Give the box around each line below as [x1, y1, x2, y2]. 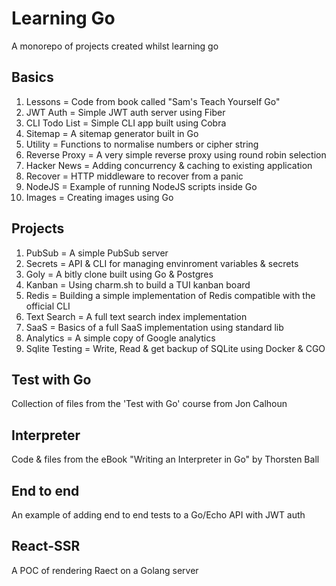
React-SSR [11, 538, 81, 555]
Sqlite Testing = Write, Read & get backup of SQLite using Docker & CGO [25, 342, 326, 354]
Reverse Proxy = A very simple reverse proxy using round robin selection [25, 148, 327, 161]
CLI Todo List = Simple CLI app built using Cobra [25, 117, 227, 129]
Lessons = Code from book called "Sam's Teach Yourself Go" [25, 95, 281, 107]
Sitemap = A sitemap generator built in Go [25, 127, 199, 139]
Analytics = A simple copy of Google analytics [25, 332, 216, 344]
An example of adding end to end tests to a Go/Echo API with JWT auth [11, 509, 306, 521]
